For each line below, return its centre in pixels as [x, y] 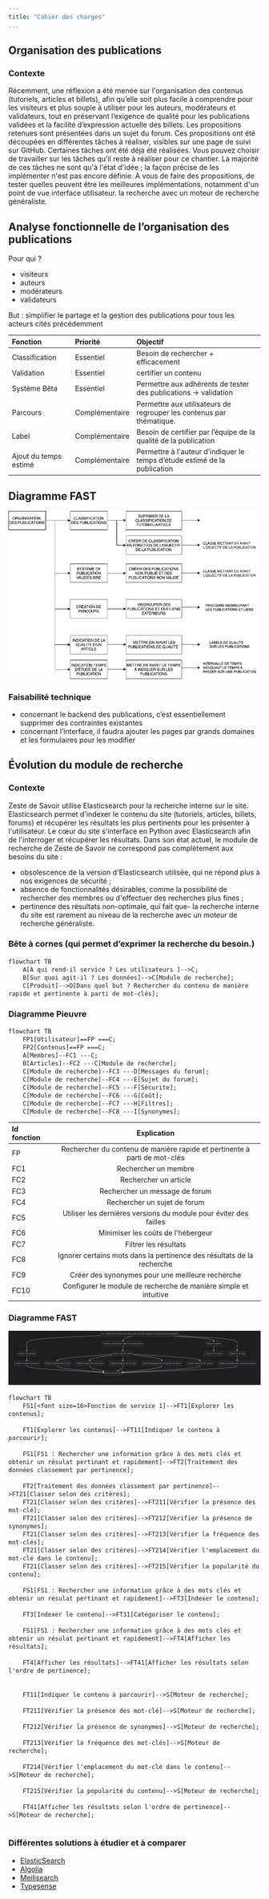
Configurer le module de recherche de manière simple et [156, 1286]
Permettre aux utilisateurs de [183, 404]
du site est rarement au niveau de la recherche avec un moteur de [128, 915]
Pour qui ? [25, 259]
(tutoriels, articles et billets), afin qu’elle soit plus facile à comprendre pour [131, 99]
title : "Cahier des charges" [57, 17]
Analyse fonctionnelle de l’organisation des [119, 227]
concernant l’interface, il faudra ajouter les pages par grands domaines [137, 731]
